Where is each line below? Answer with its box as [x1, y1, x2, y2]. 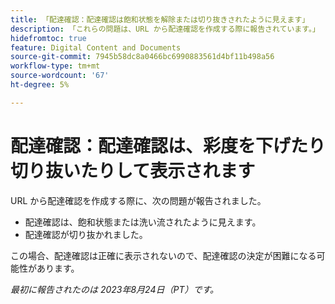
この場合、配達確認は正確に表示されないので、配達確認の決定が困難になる [10, 249, 317, 261]
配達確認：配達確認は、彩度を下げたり [10, 134, 327, 157]
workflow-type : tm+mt [10, 61, 101, 71]
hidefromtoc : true [10, 33, 87, 43]
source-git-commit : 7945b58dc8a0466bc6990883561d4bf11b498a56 [10, 52, 275, 62]
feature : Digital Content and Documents [10, 42, 182, 53]
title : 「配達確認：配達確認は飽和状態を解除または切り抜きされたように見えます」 [10, 14, 310, 25]
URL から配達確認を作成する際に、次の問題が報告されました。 [10, 194, 267, 206]
